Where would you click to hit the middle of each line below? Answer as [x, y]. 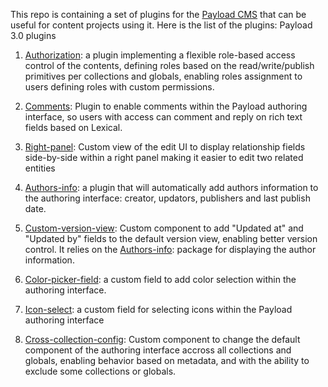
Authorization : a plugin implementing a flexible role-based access [160, 55]
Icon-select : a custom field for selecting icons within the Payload [158, 309]
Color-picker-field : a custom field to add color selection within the [160, 279]
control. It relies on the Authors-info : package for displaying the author [170, 249]
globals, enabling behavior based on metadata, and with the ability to [167, 360]
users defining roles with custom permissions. [119, 87]
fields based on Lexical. [73, 127]
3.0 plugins [33, 35]
